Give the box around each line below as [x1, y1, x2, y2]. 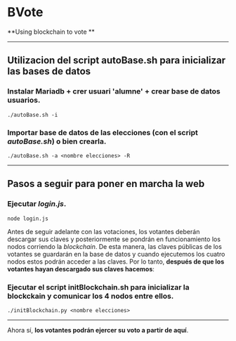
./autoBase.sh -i [7, 111, 58, 118]
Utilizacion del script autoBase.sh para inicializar [7, 54, 226, 67]
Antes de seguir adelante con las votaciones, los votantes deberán [7, 227, 200, 236]
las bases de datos [7, 65, 91, 77]
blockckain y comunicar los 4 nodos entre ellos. [7, 291, 174, 301]
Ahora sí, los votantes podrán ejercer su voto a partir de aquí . [7, 326, 189, 334]
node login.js [7, 215, 49, 222]
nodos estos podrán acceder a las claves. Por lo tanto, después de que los [7, 257, 225, 266]
